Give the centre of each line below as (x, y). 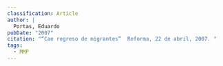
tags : (15, 45)
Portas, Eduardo (36, 26)
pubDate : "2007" (30, 33)
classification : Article (43, 13)
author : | (21, 20)
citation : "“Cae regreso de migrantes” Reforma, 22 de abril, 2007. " (112, 39)
